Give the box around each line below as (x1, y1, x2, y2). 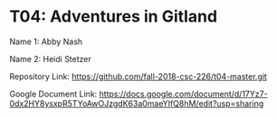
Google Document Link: (9, 88, 98, 99)
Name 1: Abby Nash (9, 36, 83, 47)
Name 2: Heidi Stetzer (9, 53, 92, 64)
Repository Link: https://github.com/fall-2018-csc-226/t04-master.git (9, 70, 267, 82)
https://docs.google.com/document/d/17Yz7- (99, 88, 269, 99)
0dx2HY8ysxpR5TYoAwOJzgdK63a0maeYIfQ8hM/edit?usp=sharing (9, 97, 264, 109)
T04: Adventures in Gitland (9, 6, 218, 27)
